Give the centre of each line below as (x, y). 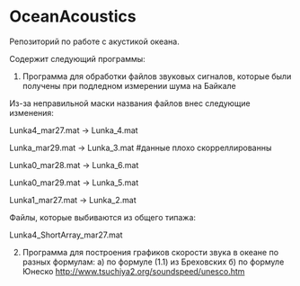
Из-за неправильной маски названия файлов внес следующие (130, 103)
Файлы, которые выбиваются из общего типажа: (102, 217)
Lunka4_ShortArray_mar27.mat (66, 235)
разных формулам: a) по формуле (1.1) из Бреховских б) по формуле (153, 262)
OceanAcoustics (73, 17)
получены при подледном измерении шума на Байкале (129, 85)
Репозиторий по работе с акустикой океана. (94, 41)
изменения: (31, 112)
